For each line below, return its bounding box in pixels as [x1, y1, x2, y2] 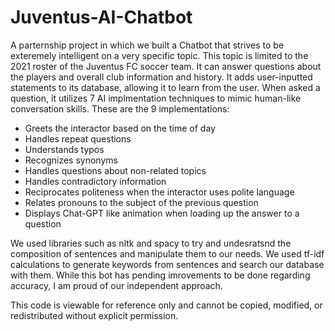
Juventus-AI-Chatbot [10, 6, 193, 29]
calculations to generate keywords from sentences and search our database [10, 258, 325, 270]
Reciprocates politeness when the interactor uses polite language [24, 186, 295, 198]
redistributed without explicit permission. [10, 309, 179, 321]
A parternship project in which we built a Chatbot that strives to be [10, 39, 285, 51]
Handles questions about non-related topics [24, 164, 207, 176]
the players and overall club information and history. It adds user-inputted [10, 71, 313, 83]
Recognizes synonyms [24, 154, 118, 166]
